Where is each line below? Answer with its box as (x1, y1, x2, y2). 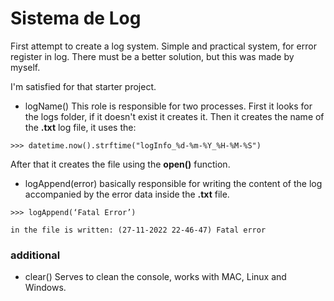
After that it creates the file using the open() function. (10, 158, 231, 170)
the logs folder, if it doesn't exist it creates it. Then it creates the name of (24, 110, 325, 122)
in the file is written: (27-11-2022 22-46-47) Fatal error (10, 225, 267, 235)
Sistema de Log (10, 7, 142, 30)
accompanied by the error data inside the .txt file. (24, 188, 230, 200)
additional (10, 248, 61, 262)
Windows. (24, 282, 67, 294)
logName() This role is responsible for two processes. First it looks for (24, 100, 313, 112)
